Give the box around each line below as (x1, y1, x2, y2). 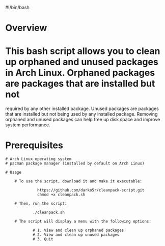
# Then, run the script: (14, 201, 67, 206)
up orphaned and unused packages (5, 56, 159, 68)
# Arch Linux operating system (5, 156, 72, 162)
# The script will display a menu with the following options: (14, 219, 152, 224)
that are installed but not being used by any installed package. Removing (5, 111, 158, 117)
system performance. (5, 122, 50, 128)
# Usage (5, 170, 22, 175)
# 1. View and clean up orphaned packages (32, 228, 124, 233)
